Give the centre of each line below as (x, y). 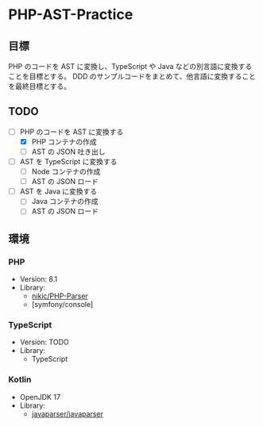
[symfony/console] (62, 305)
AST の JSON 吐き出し (68, 152)
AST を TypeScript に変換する (68, 161)
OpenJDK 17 (40, 397)
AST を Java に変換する (58, 191)
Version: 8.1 (39, 279)
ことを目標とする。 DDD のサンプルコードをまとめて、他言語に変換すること (132, 76)
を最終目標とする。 (40, 86)
